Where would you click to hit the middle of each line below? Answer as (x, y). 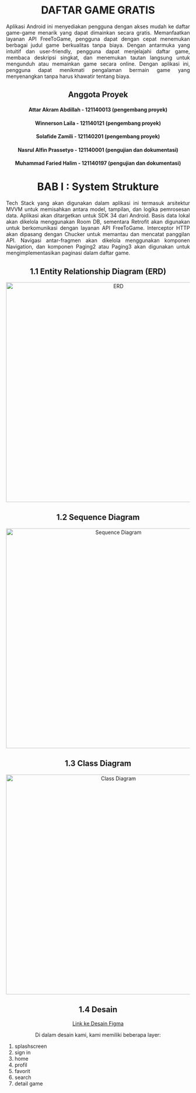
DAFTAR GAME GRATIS (98, 10)
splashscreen (31, 1046)
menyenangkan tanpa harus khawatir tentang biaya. (69, 76)
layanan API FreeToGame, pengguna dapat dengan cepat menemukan (98, 39)
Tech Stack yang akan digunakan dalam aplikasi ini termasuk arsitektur (98, 203)
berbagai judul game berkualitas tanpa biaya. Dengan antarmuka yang (98, 45)
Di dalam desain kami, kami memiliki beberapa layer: (98, 1035)
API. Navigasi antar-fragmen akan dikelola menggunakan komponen (98, 240)
